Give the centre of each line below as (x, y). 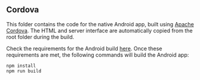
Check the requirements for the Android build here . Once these (84, 48)
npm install (21, 66)
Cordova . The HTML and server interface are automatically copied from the (100, 30)
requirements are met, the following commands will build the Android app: (98, 55)
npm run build (24, 71)
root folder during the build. (40, 37)
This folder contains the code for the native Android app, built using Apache (100, 24)
